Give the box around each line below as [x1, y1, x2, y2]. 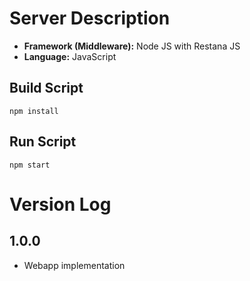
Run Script [9, 133, 77, 151]
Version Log [9, 193, 112, 216]
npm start [9, 160, 51, 170]
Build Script [9, 80, 84, 97]
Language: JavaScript [23, 50, 117, 62]
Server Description [9, 7, 171, 30]
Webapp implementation [23, 259, 126, 271]
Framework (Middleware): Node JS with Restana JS [23, 40, 241, 52]
